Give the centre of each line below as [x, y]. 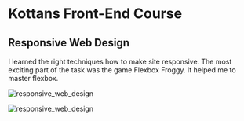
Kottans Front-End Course [95, 14]
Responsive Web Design [69, 43]
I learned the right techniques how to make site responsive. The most [120, 61]
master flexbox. [33, 78]
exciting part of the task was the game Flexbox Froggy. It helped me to [122, 70]
